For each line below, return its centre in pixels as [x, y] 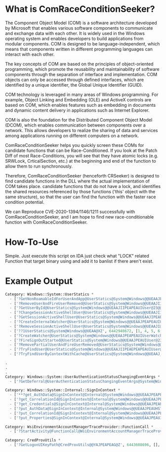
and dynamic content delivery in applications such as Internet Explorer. [77, 110]
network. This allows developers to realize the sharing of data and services [82, 130]
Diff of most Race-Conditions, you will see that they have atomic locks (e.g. [82, 156]
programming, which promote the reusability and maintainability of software [82, 69]
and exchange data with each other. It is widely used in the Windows [75, 33]
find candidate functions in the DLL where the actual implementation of [77, 181]
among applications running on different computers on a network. [72, 136]
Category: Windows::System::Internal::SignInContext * [63, 390]
